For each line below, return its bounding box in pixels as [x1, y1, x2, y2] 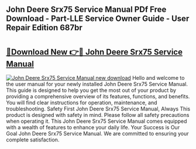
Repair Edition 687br [6, 23, 83, 33]
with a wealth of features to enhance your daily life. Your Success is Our [6, 124, 180, 130]
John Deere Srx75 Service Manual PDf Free [6, 5, 167, 15]
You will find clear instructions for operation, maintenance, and [6, 99, 157, 106]
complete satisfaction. [6, 136, 60, 143]
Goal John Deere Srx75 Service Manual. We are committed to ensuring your [6, 130, 189, 137]
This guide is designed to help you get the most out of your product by [6, 87, 177, 94]
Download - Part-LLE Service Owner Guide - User [6, 14, 190, 24]
